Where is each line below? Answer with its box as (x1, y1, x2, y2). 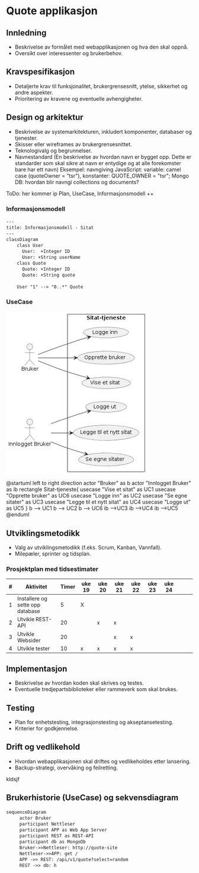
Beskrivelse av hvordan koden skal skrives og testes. (14, 679, 144, 686)
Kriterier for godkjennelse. (14, 724, 79, 732)
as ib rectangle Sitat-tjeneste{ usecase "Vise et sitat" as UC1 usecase (6, 486, 176, 493)
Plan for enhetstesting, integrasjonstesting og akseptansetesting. (14, 718, 174, 726)
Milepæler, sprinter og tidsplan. (14, 550, 91, 557)
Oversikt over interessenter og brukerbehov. (14, 50, 123, 57)
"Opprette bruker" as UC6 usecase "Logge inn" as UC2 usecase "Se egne (6, 492, 188, 499)
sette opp (17, 601, 41, 608)
